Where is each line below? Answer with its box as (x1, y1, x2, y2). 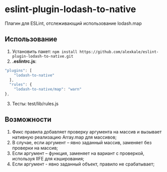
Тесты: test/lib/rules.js (12, 101, 59, 107)
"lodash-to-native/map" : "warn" (14, 87, 82, 92)
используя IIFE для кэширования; (12, 155, 84, 161)
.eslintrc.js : (12, 58, 37, 64)
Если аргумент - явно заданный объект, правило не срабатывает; (12, 161, 155, 167)
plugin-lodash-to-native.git (12, 54, 74, 59)
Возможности (5, 115, 51, 124)
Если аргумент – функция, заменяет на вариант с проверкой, (12, 150, 145, 156)
